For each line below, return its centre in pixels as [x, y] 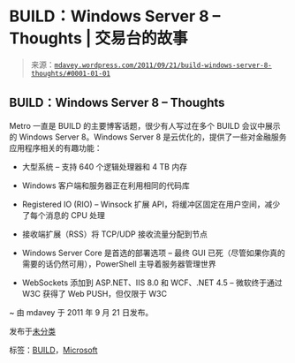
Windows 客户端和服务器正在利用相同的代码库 [106, 185]
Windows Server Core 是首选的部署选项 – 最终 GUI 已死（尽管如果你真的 [153, 253]
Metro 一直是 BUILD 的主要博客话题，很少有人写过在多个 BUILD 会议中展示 [145, 125]
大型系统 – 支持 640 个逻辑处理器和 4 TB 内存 [105, 166]
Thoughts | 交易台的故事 [98, 38]
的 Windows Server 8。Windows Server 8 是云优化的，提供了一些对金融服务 [148, 137]
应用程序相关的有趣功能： [56, 147]
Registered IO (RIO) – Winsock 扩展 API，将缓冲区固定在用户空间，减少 [151, 204]
